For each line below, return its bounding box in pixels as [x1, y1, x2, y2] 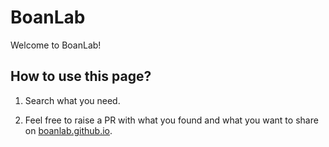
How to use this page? [10, 68, 152, 85]
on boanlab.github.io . [24, 124, 113, 136]
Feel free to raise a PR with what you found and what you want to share [24, 114, 319, 126]
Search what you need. [24, 94, 121, 106]
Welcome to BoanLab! [10, 39, 102, 51]
